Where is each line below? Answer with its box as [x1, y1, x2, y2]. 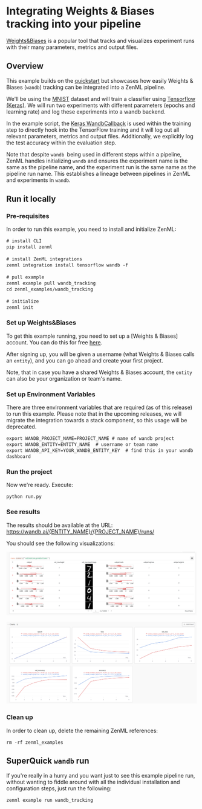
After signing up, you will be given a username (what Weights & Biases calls [6, 350, 195, 358]
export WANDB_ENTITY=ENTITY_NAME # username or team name [6, 442, 158, 448]
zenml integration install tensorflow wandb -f [6, 262, 129, 268]
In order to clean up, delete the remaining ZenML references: [6, 727, 158, 734]
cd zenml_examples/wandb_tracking [6, 286, 94, 292]
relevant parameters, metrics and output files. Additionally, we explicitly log [6, 132, 194, 140]
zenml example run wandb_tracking [6, 797, 94, 803]
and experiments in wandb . [6, 176, 71, 184]
